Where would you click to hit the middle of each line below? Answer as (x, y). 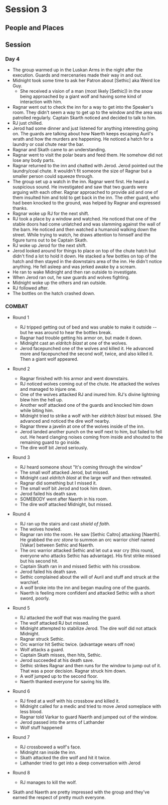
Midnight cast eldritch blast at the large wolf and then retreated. (86, 477)
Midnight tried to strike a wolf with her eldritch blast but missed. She (91, 416)
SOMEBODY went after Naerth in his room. (64, 499)
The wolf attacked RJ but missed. (54, 623)
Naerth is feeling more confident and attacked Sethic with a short (87, 593)
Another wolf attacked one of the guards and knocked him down (87, 405)
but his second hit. (39, 561)
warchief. (30, 582)
